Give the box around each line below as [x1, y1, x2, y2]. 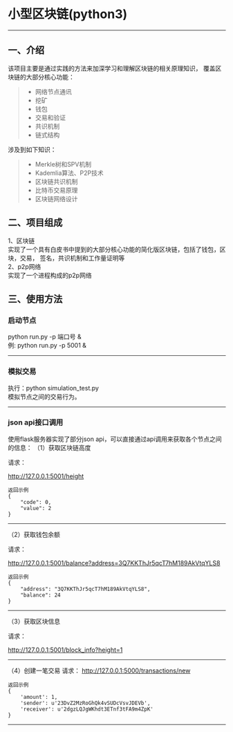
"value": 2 [20, 505, 52, 512]
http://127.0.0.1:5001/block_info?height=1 [8, 646, 123, 654]
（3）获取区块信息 [8, 617, 61, 626]
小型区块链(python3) [8, 6, 128, 22]
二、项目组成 [8, 217, 63, 229]
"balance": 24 [20, 592, 61, 599]
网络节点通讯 [35, 87, 72, 95]
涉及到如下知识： [8, 145, 57, 153]
